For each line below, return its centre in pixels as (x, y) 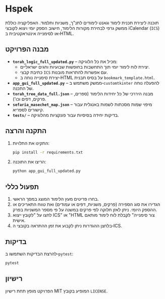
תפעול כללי (22, 187)
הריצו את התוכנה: (29, 162)
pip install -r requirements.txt (48, 152)
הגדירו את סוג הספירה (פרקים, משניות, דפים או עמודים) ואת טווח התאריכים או (86, 204)
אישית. (19, 220)
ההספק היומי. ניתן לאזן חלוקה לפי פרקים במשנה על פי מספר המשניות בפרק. (85, 210)
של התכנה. (23, 88)
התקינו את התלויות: (31, 143)
